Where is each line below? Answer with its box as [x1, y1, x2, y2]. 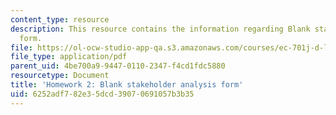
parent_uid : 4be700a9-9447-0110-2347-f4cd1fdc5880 [10, 61, 226, 71]
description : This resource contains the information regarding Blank [10, 24, 311, 34]
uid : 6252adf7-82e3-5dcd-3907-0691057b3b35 [10, 89, 195, 99]
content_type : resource [10, 14, 110, 25]
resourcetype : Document [10, 71, 110, 81]
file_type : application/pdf [10, 52, 128, 62]
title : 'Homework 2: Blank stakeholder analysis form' [10, 80, 244, 90]
